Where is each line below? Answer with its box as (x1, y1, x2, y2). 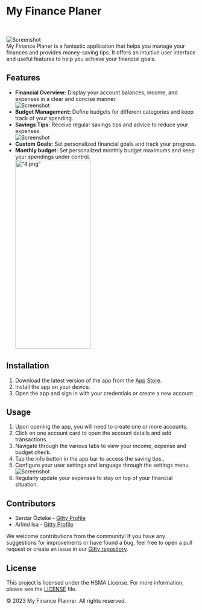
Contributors (6, 498, 56, 508)
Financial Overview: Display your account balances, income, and (14, 89, 178, 96)
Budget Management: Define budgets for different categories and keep (14, 108, 194, 115)
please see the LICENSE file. (6, 585, 77, 592)
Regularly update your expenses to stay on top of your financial (14, 475, 173, 482)
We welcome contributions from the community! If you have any (6, 533, 166, 540)
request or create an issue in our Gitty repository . (6, 545, 128, 553)
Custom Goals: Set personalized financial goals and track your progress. (14, 140, 197, 148)
